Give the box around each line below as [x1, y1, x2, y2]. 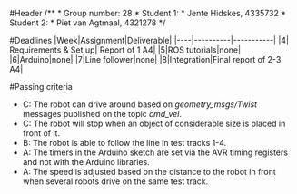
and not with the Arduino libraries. [22, 157, 150, 167]
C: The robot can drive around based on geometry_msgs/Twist [22, 99, 257, 110]
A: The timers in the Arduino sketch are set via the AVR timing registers [22, 147, 289, 158]
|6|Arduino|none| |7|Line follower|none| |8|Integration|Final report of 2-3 [9, 54, 282, 64]
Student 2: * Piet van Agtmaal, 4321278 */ [9, 17, 166, 28]
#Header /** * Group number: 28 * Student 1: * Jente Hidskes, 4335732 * [9, 8, 286, 18]
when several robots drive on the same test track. [22, 176, 209, 187]
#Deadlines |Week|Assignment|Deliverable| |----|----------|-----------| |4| [9, 35, 289, 45]
